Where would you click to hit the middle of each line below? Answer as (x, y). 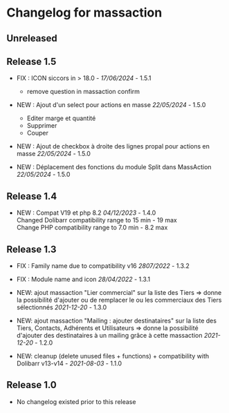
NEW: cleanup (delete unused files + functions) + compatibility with (113, 356)
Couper (38, 133)
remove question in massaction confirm (83, 92)
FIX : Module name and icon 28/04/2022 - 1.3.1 (83, 279)
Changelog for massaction (84, 13)
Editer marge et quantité (61, 118)
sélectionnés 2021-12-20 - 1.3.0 (62, 307)
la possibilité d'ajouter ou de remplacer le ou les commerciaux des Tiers (119, 300)
